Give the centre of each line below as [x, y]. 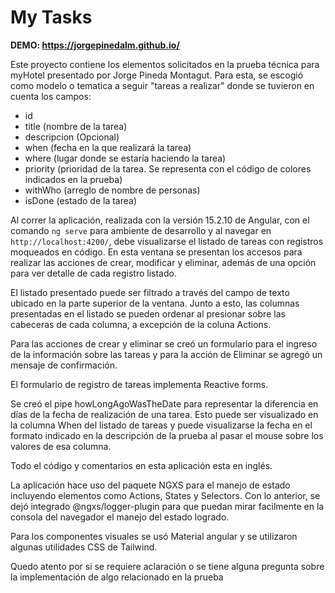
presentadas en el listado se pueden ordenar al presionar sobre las [148, 313]
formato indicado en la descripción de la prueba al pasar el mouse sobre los [167, 435]
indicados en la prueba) [73, 179]
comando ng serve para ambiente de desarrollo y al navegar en [141, 230]
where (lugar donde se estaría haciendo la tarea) [125, 158]
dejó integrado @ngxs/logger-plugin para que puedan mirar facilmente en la [167, 506]
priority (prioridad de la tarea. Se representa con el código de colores [168, 168]
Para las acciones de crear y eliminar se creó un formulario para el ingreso [164, 343]
